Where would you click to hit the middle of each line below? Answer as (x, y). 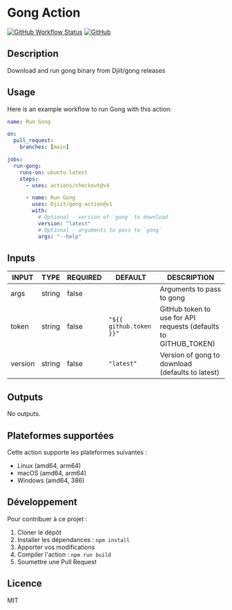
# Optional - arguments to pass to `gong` (100, 230)
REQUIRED (84, 277)
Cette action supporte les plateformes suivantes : (77, 452)
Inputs (21, 258)
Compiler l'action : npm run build (64, 554)
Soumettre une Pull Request (57, 561)
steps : (29, 179)
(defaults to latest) (190, 372)
